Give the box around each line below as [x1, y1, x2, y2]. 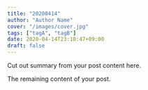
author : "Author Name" [7, 17, 73, 24]
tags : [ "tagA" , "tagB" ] [7, 29, 77, 37]
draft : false [7, 42, 45, 49]
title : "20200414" [7, 10, 61, 17]
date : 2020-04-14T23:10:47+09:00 [7, 36, 105, 43]
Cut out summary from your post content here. [7, 62, 142, 69]
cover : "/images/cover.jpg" [7, 23, 89, 30]
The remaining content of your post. [7, 75, 111, 83]
